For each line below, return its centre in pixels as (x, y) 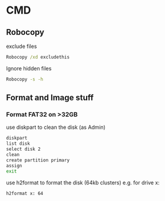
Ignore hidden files (29, 68)
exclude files (22, 46)
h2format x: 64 (25, 193)
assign (14, 166)
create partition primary (38, 160)
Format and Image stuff (50, 98)
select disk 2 (24, 149)
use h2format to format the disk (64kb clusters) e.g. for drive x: (83, 182)
